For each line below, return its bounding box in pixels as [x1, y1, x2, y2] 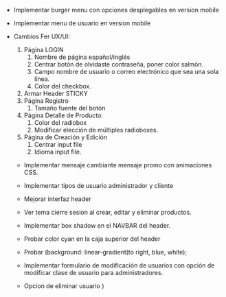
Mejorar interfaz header [23, 195, 91, 203]
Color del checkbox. [34, 82, 91, 90]
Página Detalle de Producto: [23, 111, 103, 119]
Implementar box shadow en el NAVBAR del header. [23, 222, 171, 229]
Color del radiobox [34, 119, 87, 126]
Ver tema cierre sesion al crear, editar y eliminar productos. [23, 209, 192, 216]
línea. [34, 75, 50, 83]
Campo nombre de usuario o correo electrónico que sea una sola [34, 68, 219, 75]
